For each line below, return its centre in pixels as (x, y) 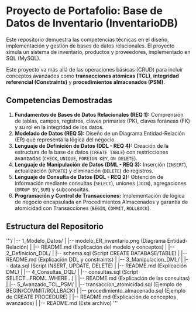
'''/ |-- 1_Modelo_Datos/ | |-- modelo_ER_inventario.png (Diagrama (86, 240)
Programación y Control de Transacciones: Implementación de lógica (99, 195)
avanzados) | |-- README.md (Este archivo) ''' (62, 303)
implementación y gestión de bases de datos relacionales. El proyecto (90, 46)
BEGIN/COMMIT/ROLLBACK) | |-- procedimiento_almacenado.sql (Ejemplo (96, 290)
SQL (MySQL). (23, 58)
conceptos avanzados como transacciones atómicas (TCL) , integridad (93, 76)
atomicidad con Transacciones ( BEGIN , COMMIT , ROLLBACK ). (82, 208)
